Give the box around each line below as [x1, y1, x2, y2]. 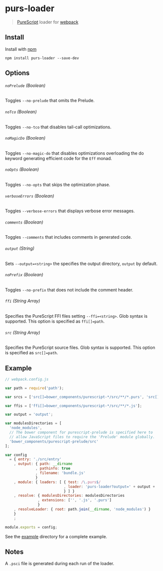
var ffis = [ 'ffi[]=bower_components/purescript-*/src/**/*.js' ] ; [5, 403, 142, 408]
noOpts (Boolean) [5, 166, 39, 172]
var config [5, 452, 27, 457]
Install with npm [5, 46, 37, 52]
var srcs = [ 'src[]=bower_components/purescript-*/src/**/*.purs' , [5, 394, 145, 399]
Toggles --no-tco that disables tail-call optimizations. [5, 124, 112, 130]
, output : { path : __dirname [14, 462, 73, 467]
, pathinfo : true [35, 466, 70, 471]
